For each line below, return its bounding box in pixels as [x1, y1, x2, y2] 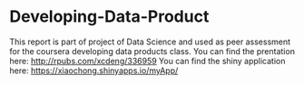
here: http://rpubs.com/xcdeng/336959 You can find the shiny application [9, 55, 286, 66]
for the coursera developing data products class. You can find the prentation [9, 45, 295, 56]
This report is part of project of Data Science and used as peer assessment [9, 36, 291, 47]
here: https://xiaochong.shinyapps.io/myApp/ [9, 65, 179, 76]
